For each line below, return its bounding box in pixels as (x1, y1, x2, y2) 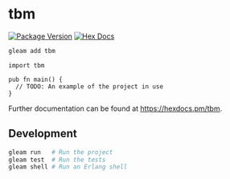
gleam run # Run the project (8, 148, 113, 157)
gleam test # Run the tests (8, 156, 106, 164)
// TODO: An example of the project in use (15, 82, 163, 91)
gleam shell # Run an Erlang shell (8, 163, 128, 171)
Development (8, 127, 78, 140)
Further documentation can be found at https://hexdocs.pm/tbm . (8, 104, 223, 113)
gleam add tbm (8, 47, 56, 55)
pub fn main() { (8, 75, 63, 83)
